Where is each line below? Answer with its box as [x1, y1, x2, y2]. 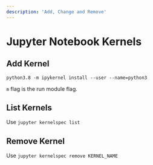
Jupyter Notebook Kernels [6, 34, 142, 48]
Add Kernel [6, 58, 50, 69]
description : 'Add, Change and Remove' [6, 8, 107, 15]
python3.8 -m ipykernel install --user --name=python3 [6, 75, 148, 81]
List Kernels [6, 103, 53, 113]
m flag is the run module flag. [6, 85, 77, 92]
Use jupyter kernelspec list [6, 119, 80, 126]
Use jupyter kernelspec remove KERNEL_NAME [6, 152, 118, 160]
